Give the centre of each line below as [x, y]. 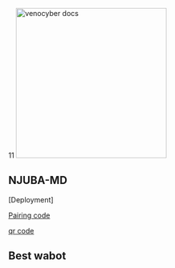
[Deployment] [31, 199]
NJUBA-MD [38, 180]
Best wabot [37, 256]
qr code [21, 230]
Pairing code [29, 215]
